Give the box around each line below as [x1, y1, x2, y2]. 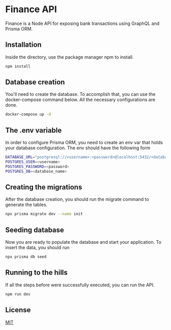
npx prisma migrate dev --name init [5, 212, 83, 217]
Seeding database [5, 225, 65, 234]
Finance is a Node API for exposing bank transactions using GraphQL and [5, 20, 160, 26]
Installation [5, 41, 42, 49]
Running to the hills [5, 268, 68, 277]
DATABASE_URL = [5, 155, 36, 160]
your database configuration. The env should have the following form [5, 145, 151, 151]
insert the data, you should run [5, 245, 70, 251]
